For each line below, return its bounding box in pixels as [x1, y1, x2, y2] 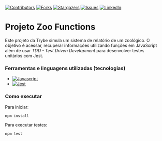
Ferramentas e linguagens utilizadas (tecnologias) [5, 65, 126, 71]
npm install [5, 113, 29, 118]
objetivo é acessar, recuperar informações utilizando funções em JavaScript [5, 42, 157, 48]
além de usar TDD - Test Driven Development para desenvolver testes [5, 47, 145, 53]
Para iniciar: [5, 104, 29, 110]
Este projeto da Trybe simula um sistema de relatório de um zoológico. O [5, 37, 150, 43]
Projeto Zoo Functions [5, 22, 96, 32]
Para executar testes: [5, 122, 47, 128]
